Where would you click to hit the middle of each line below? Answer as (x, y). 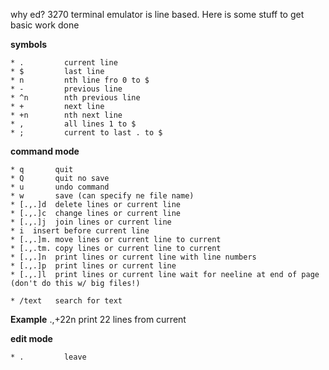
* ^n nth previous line (75, 98)
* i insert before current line (80, 231)
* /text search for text (66, 301)
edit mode (31, 338)
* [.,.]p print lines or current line (93, 266)
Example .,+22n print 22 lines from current (98, 319)
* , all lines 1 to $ (73, 124)
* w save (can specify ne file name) (102, 196)
